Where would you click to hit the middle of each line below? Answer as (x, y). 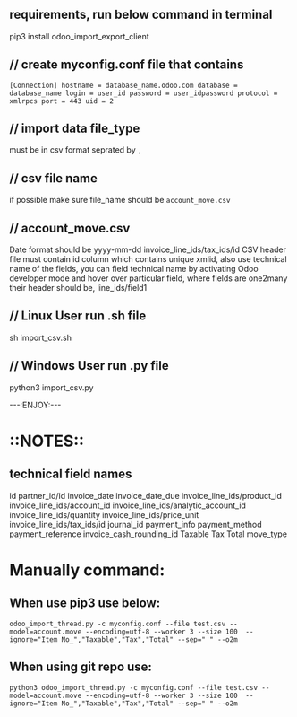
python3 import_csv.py (51, 387)
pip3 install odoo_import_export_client (79, 36)
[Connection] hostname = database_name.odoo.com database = (124, 85)
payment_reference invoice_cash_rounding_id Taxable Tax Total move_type (148, 534)
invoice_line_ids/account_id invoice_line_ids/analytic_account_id (127, 505)
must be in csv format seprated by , (76, 150)
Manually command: (87, 570)
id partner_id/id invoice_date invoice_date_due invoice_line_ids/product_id (145, 495)
